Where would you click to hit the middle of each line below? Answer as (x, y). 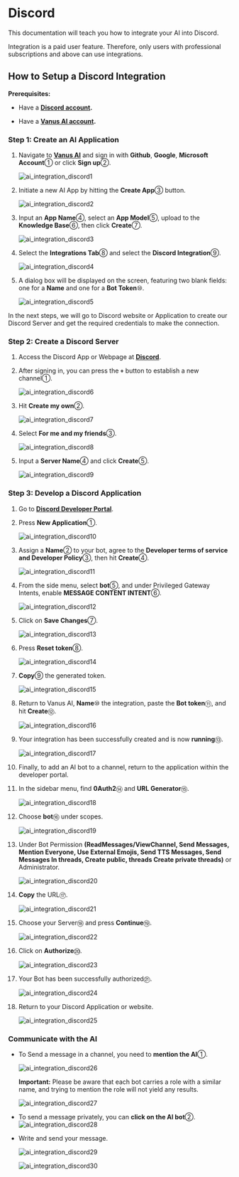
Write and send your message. (63, 1138)
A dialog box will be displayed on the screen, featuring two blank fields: (123, 281)
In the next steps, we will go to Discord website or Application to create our (118, 316)
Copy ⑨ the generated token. (62, 675)
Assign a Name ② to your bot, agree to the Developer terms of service (123, 550)
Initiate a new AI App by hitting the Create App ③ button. (102, 191)
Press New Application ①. (58, 522)
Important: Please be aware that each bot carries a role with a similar (120, 1082)
